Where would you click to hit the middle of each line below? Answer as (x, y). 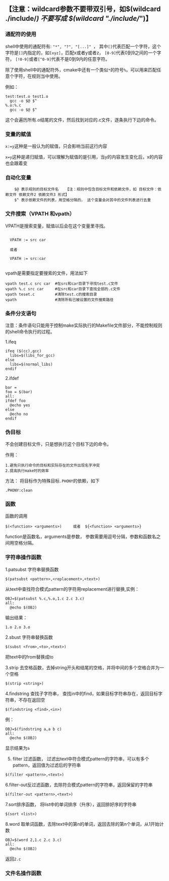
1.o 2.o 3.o (18, 627)
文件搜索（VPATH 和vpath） (40, 214)
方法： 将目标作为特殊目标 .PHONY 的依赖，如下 (52, 481)
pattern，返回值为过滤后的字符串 (47, 765)
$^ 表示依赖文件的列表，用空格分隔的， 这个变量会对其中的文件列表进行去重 (83, 200)
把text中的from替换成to (30, 657)
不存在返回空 (32, 700)
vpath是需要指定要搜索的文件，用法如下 (47, 273)
